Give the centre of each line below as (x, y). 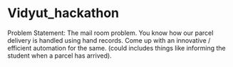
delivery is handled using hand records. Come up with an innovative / (109, 40)
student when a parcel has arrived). (59, 56)
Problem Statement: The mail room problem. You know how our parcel (110, 33)
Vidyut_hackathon (63, 13)
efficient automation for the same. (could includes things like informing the (116, 48)
